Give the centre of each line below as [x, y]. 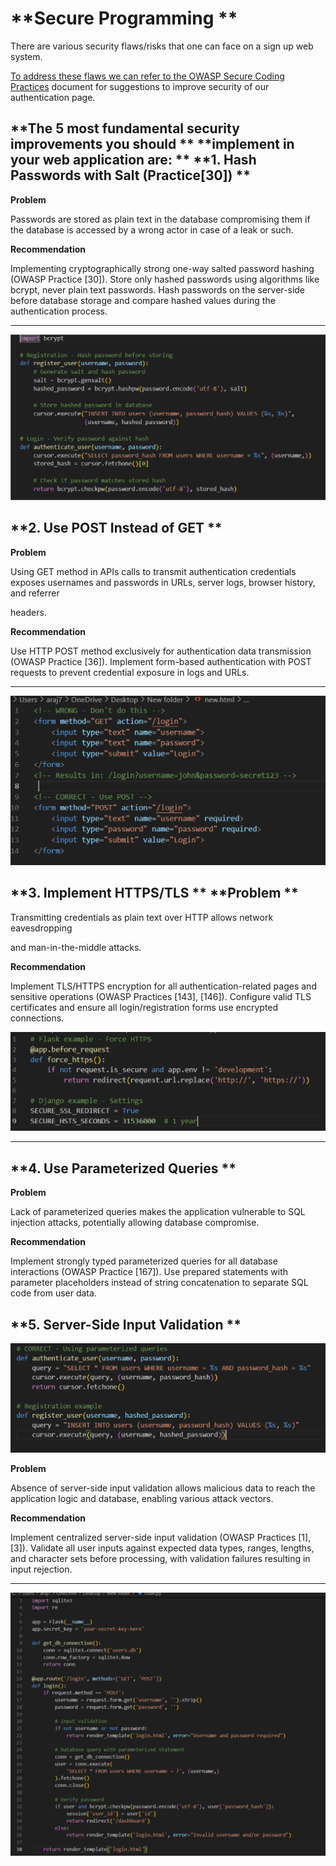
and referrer [35, 593]
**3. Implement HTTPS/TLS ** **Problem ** [154, 893]
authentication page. [53, 97]
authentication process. [59, 311]
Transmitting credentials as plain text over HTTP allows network [142, 917]
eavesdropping [41, 928]
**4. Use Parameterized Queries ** [123, 1168]
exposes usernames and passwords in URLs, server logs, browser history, [163, 582]
